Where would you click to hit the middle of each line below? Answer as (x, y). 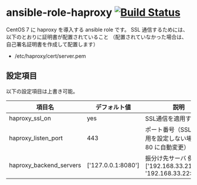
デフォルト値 (113, 107)
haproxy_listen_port (36, 138)
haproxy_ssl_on (30, 118)
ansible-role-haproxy (59, 13)
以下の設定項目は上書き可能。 (42, 91)
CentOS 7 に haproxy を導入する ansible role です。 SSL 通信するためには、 (97, 29)
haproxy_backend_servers (45, 165)
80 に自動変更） (167, 147)
